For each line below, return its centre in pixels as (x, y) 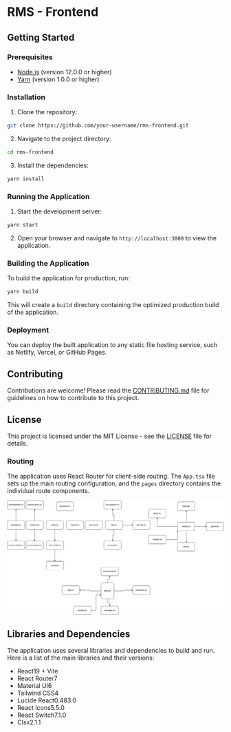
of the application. (33, 312)
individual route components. (48, 491)
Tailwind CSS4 (38, 693)
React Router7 (37, 678)
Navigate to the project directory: (64, 139)
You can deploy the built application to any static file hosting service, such (112, 345)
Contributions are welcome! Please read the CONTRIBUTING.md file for (108, 390)
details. (18, 443)
